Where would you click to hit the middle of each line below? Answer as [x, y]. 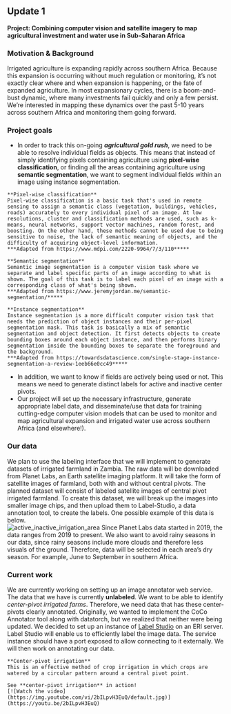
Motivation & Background [51, 53]
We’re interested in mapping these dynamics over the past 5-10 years [106, 105]
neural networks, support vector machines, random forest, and [121, 225]
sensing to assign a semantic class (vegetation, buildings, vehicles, [112, 207]
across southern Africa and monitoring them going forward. [92, 113]
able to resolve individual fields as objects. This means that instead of [116, 153]
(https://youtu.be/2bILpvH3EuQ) [53, 704]
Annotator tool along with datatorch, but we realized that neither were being [115, 619]
